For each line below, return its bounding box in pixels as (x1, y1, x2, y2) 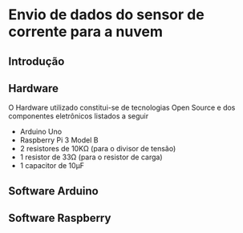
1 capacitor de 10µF (19, 161, 85, 171)
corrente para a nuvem (8, 22, 163, 41)
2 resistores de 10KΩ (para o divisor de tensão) (19, 144, 176, 154)
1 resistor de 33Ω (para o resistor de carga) (19, 152, 163, 162)
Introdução (8, 54, 65, 68)
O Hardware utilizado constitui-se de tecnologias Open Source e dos (8, 102, 236, 113)
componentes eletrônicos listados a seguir (8, 111, 149, 121)
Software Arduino (8, 184, 99, 198)
